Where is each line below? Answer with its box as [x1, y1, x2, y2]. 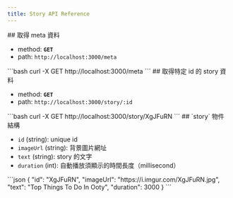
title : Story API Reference [7, 10, 90, 18]
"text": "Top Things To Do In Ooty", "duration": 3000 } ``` [7, 182, 172, 191]
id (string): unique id [17, 135, 78, 144]
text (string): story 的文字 [17, 152, 92, 161]
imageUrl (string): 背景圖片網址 [17, 143, 107, 152]
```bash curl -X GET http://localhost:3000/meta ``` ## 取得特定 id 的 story [7, 66, 219, 75]
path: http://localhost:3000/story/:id [17, 97, 133, 106]
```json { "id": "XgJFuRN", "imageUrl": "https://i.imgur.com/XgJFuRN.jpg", [7, 175, 220, 184]
